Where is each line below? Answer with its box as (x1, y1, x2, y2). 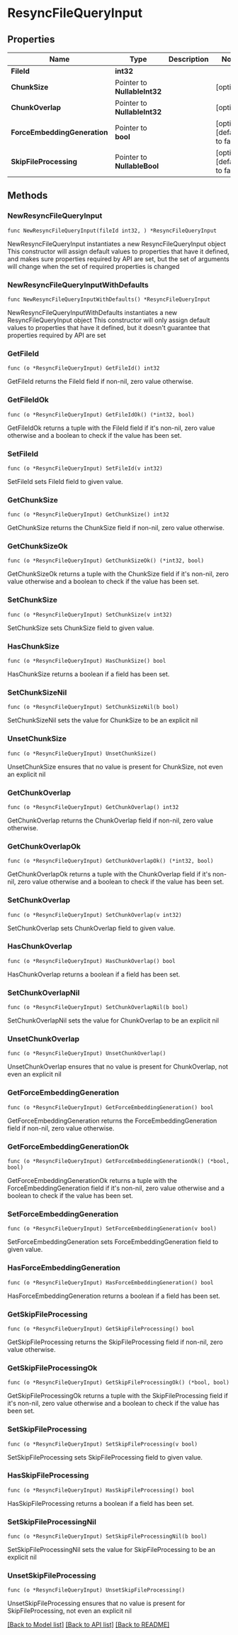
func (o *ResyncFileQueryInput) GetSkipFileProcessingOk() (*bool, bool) (7, 1379, 230, 1387)
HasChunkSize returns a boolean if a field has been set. (7, 670, 170, 678)
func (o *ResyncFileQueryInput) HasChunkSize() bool (7, 658, 166, 665)
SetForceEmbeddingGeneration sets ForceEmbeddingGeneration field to (7, 1238, 219, 1246)
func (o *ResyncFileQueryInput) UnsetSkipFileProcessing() (7, 1587, 186, 1594)
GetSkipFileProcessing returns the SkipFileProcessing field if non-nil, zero (7, 1338, 223, 1346)
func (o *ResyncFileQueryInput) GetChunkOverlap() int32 (7, 803, 179, 810)
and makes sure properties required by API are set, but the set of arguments (7, 254, 229, 263)
